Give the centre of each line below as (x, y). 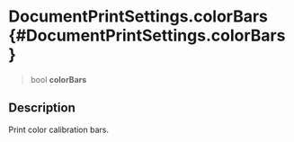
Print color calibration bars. (59, 129)
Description (42, 108)
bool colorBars (58, 79)
